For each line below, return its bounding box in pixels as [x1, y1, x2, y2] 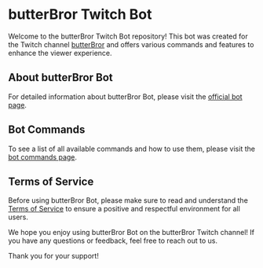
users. [8, 212, 29, 222]
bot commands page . [8, 152, 77, 162]
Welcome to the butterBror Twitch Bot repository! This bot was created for [8, 31, 249, 41]
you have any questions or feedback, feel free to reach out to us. [8, 236, 218, 245]
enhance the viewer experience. [8, 48, 112, 57]
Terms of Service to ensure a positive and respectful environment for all [8, 204, 241, 214]
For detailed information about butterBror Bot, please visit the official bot [8, 92, 243, 101]
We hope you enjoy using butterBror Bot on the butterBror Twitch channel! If [8, 228, 255, 237]
